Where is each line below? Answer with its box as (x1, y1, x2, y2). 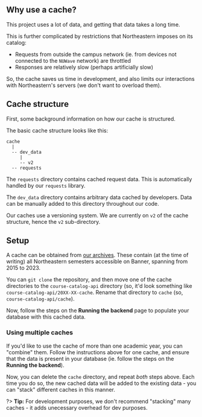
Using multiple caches (6, 328, 74, 337)
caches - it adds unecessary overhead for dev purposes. (6, 404, 148, 411)
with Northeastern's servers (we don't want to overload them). (6, 81, 162, 89)
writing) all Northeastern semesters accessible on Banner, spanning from (6, 258, 188, 265)
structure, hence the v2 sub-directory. (6, 218, 101, 225)
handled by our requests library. (6, 182, 86, 189)
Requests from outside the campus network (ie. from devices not (14, 51, 177, 58)
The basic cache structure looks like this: (6, 127, 109, 134)
